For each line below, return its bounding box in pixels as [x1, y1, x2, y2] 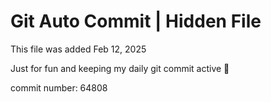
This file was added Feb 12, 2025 [10, 43, 147, 55]
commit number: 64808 [10, 81, 108, 94]
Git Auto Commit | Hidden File [10, 10, 262, 33]
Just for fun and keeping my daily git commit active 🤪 [10, 62, 230, 74]
